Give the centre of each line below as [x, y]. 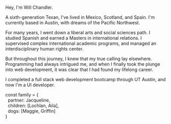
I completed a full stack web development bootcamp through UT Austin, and [86, 79]
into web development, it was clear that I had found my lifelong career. [79, 69]
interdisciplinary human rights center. [44, 49]
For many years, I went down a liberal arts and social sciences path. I [78, 32]
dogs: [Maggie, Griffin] [31, 111]
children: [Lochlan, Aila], [33, 106]
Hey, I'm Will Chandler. [29, 7]
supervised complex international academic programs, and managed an [81, 43]
